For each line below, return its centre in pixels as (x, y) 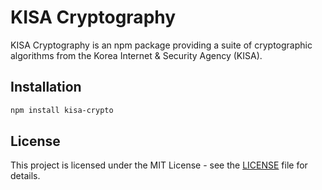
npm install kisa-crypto (62, 110)
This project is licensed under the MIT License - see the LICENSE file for (159, 165)
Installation (46, 87)
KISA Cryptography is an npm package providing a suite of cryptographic (161, 45)
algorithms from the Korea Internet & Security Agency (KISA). (136, 55)
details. (25, 176)
